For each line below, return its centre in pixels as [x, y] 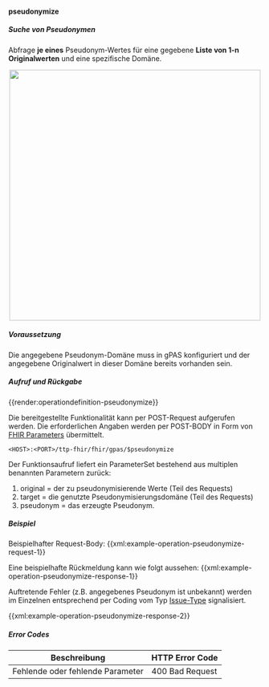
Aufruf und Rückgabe [45, 382]
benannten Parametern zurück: [60, 473]
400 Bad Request [184, 672]
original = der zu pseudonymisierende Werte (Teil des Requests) [126, 488]
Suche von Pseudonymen [52, 30]
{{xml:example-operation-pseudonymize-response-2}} [99, 616]
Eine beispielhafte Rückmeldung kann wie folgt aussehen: [104, 568]
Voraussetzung [35, 335]
